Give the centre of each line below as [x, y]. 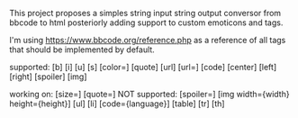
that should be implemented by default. [82, 50]
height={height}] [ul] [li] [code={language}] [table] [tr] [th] [117, 104]
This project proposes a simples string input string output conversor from [145, 13]
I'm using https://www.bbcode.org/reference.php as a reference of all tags [148, 40]
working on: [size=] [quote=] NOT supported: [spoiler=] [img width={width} [149, 94]
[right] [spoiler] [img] [48, 77]
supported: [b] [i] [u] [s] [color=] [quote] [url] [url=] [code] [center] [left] [143, 67]
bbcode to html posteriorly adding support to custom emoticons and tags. [146, 23]
